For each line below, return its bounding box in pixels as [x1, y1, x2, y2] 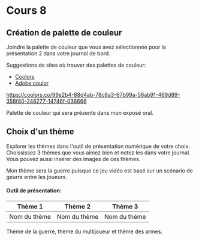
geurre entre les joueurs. [6, 173, 67, 180]
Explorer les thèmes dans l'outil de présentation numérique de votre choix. [6, 142, 191, 150]
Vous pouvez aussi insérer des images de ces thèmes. [6, 155, 141, 162]
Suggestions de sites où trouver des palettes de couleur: [6, 61, 146, 69]
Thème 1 [17, 203, 43, 211]
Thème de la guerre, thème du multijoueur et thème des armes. [6, 228, 163, 235]
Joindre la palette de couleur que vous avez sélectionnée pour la [6, 43, 166, 50]
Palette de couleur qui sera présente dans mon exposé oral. [6, 109, 154, 116]
